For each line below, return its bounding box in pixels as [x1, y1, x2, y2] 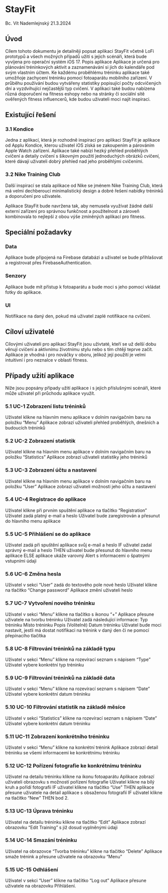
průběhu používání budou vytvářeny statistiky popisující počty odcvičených [5, 80, 161, 86]
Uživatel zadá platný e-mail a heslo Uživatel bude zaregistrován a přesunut [5, 512, 160, 518]
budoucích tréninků [5, 424, 46, 430]
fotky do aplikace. [5, 289, 43, 295]
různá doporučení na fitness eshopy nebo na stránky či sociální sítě [5, 90, 145, 96]
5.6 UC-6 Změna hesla [5, 571, 61, 578]
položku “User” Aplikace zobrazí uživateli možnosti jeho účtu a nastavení [5, 483, 156, 489]
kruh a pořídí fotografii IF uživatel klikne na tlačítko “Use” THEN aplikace [5, 785, 154, 791]
